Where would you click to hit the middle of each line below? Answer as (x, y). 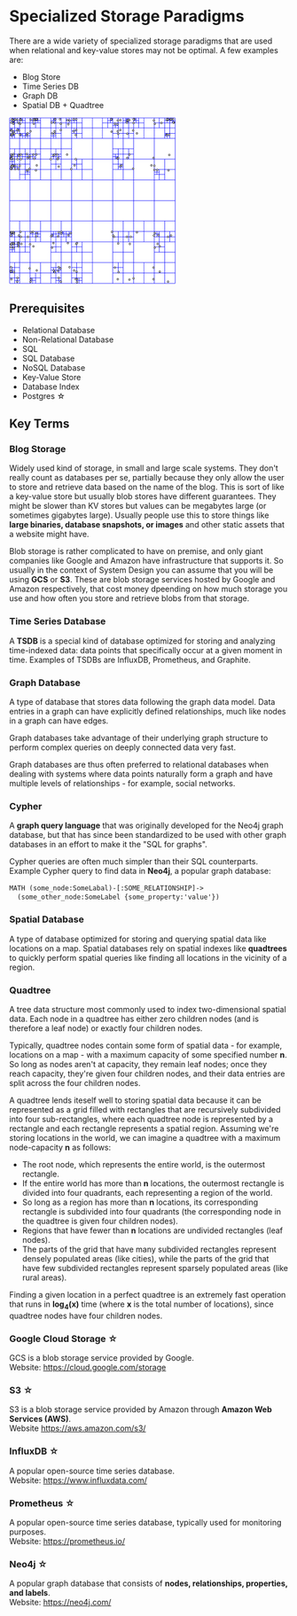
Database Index (51, 386)
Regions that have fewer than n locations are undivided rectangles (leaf (152, 1230)
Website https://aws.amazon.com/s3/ (78, 1428)
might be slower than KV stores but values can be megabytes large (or (138, 506)
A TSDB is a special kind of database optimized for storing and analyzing (142, 641)
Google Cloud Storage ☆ (63, 1339)
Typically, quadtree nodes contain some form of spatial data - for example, (145, 1045)
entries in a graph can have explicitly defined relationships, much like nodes (148, 712)
